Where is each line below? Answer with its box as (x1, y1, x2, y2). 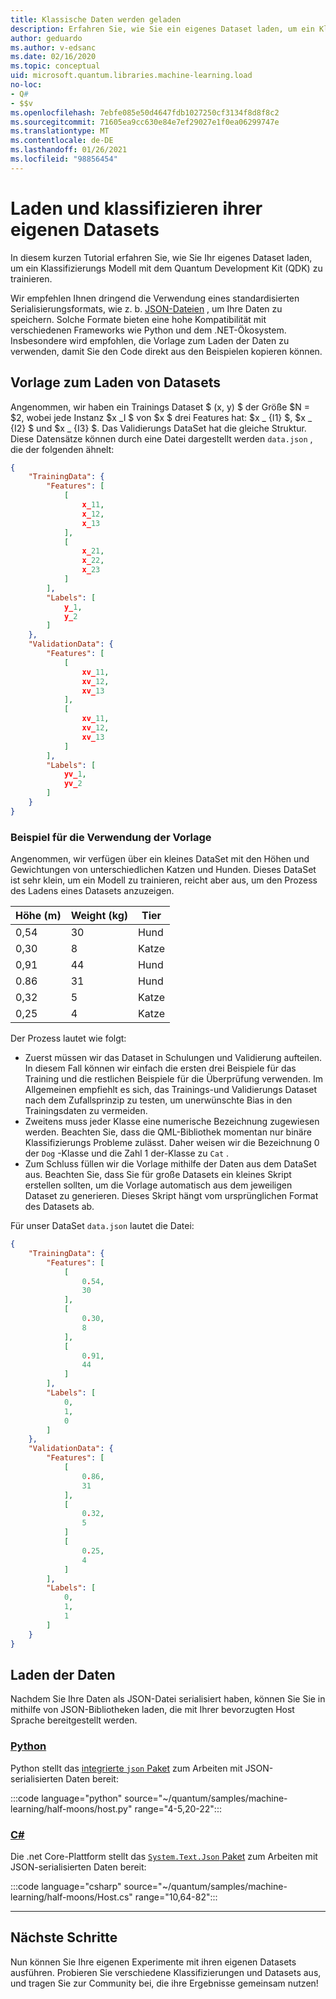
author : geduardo (10, 33, 83, 43)
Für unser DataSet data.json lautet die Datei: (10, 1220, 195, 1232)
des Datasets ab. (24, 1201, 95, 1213)
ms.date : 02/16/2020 (10, 52, 97, 62)
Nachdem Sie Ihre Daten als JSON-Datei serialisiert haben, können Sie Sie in (10, 1693, 326, 1705)
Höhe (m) (15, 909, 62, 923)
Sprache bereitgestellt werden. (10, 1714, 138, 1726)
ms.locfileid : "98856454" (10, 154, 118, 164)
